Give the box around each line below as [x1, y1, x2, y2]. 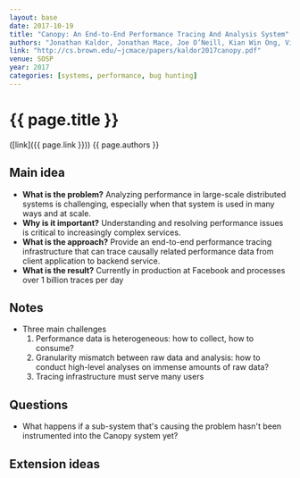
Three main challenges [21, 323, 107, 335]
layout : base [9, 13, 58, 22]
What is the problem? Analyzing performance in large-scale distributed [21, 189, 287, 199]
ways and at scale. [21, 207, 92, 219]
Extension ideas [9, 457, 101, 472]
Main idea [9, 165, 65, 180]
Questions [9, 397, 69, 412]
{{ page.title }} [9, 109, 120, 130]
